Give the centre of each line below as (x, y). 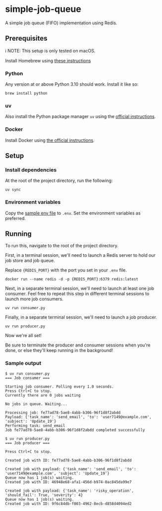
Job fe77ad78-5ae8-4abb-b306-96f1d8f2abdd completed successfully (75, 430)
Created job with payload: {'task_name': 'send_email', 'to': (71, 469)
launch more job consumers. (34, 299)
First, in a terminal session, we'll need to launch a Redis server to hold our (81, 255)
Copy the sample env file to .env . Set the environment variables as (73, 213)
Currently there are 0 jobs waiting (43, 395)
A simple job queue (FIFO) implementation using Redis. (61, 23)
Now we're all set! (24, 336)
